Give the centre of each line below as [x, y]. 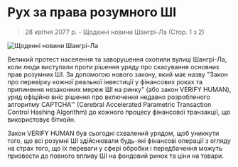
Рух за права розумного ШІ [92, 12]
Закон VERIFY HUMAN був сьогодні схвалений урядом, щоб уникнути [113, 133]
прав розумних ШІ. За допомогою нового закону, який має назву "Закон [118, 74]
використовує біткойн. [42, 119]
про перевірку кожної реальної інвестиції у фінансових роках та [105, 81]
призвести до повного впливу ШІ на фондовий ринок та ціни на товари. [115, 156]
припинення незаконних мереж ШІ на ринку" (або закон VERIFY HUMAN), [119, 89]
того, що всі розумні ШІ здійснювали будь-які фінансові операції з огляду [119, 140]
